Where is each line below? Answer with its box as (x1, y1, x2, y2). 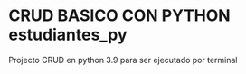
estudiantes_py (8, 24, 128, 45)
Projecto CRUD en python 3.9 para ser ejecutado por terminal (8, 54, 238, 65)
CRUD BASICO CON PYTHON (8, 5, 232, 26)
